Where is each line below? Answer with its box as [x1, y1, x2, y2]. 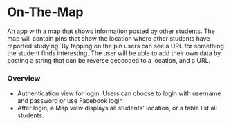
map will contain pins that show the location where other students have [7, 34, 210, 42]
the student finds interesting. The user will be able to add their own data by [7, 49, 221, 57]
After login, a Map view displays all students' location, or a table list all [17, 104, 218, 113]
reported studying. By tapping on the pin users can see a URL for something [7, 41, 225, 50]
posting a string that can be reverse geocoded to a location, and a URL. [7, 56, 211, 64]
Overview [7, 73, 41, 83]
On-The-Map [7, 4, 84, 20]
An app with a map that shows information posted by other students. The [7, 27, 216, 35]
